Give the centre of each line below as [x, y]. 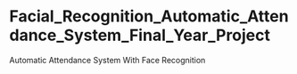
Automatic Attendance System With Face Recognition [107, 60]
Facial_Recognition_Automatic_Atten [149, 16]
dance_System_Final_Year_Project [140, 35]
